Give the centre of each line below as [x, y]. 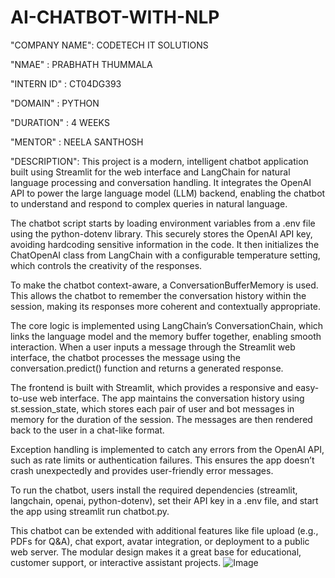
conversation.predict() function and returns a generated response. [147, 368]
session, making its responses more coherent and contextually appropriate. [166, 306]
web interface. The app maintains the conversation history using [172, 398]
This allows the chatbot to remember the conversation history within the [158, 295]
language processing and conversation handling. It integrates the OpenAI [161, 182]
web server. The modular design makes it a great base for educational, [156, 552]
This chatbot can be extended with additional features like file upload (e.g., [164, 530]
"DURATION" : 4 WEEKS [60, 122]
